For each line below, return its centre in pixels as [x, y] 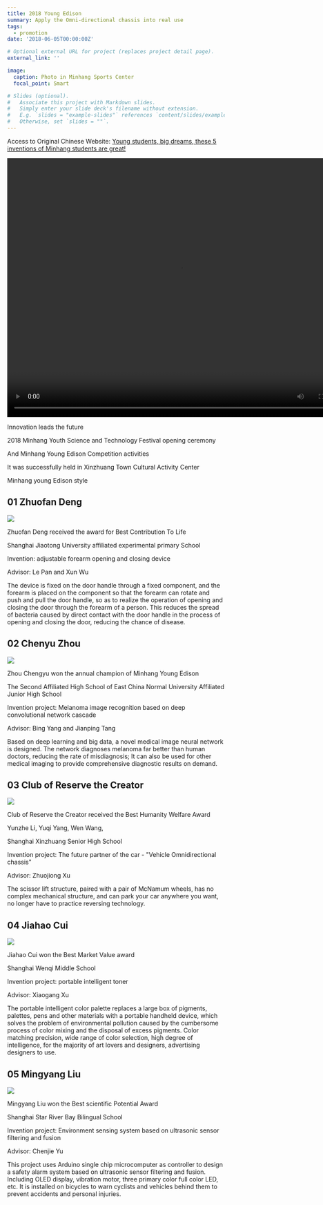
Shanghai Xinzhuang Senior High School [65, 841]
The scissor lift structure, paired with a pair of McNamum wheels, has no [110, 889]
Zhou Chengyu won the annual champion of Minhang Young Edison [103, 673]
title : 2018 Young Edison [44, 13]
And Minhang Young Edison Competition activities [78, 454]
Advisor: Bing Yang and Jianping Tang [61, 728]
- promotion [31, 33]
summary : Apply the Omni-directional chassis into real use [96, 20]
